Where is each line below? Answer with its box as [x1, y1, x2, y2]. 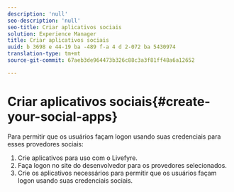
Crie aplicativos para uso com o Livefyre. [17, 154, 138, 162]
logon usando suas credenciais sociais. [17, 176, 133, 185]
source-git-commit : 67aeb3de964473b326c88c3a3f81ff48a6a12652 [7, 57, 195, 64]
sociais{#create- [108, 93, 211, 110]
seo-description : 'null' [7, 17, 81, 24]
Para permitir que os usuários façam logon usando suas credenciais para [7, 132, 221, 141]
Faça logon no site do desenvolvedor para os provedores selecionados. [17, 161, 227, 169]
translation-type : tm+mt [7, 50, 81, 58]
